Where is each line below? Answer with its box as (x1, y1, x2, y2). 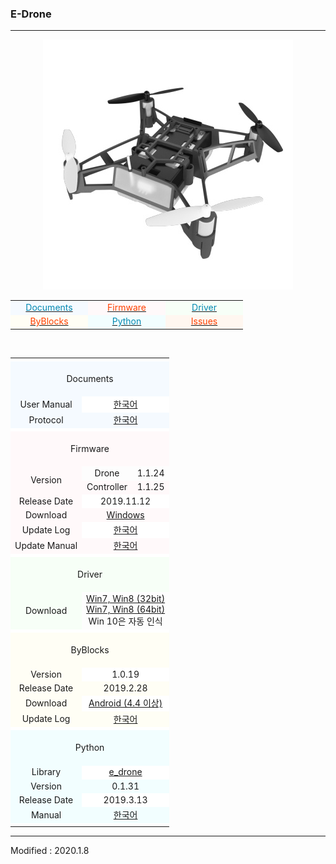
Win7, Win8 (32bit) (86, 593, 166, 605)
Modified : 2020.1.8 (10, 844, 90, 856)
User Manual (19, 398, 73, 410)
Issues (190, 315, 218, 327)
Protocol (28, 413, 64, 426)
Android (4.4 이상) (88, 697, 163, 709)
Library (31, 766, 62, 778)
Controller (86, 481, 128, 493)
